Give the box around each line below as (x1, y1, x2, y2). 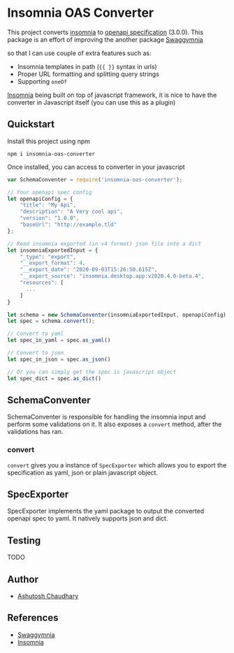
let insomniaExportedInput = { (7, 246, 98, 254)
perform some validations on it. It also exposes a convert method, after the (7, 420, 222, 428)
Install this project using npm (7, 137, 91, 145)
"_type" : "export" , (20, 253, 77, 260)
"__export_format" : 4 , (20, 260, 86, 267)
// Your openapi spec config (7, 188, 92, 196)
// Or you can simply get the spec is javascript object (7, 368, 177, 375)
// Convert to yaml (7, 330, 64, 338)
